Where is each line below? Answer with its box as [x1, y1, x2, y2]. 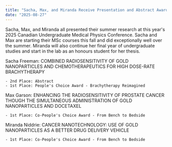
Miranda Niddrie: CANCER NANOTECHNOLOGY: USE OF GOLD [5, 121, 138, 128]
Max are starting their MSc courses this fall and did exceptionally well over [5, 37, 162, 43]
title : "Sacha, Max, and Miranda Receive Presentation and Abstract [5, 7, 155, 13]
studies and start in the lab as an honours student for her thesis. [5, 48, 141, 54]
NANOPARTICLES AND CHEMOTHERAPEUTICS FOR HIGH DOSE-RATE [5, 63, 155, 69]
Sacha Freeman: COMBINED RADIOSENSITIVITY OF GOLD [5, 58, 129, 64]
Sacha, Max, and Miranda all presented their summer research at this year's [5, 26, 165, 32]
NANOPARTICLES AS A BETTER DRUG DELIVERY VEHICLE [5, 127, 130, 133]
